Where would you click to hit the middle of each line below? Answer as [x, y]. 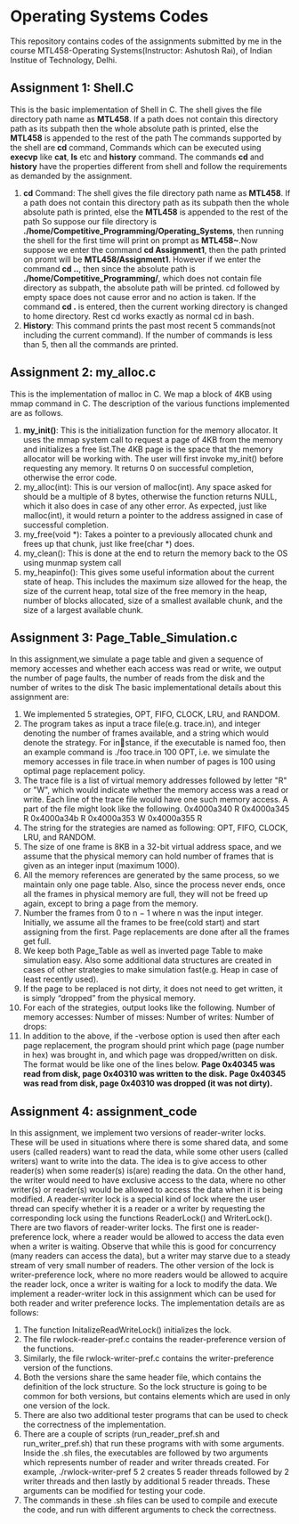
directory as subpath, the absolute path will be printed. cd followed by [151, 288]
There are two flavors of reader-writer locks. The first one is [120, 1227]
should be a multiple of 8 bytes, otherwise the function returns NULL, [150, 496]
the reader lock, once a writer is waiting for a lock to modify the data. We [144, 1284]
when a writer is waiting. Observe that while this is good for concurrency [143, 1247]
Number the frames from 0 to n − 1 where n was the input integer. [143, 913]
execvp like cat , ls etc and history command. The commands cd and [137, 157]
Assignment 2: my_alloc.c [83, 373]
